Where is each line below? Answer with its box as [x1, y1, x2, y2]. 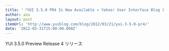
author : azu [5, 12, 30, 17]
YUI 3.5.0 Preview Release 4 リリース [5, 41, 82, 47]
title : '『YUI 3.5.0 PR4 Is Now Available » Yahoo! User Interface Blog [5, 7, 160, 13]
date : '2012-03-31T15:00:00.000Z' [5, 26, 78, 31]
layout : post [5, 17, 33, 22]
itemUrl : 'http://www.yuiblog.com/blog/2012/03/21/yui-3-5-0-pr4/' [5, 21, 150, 27]
